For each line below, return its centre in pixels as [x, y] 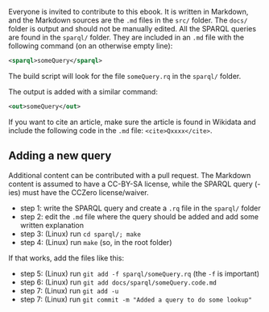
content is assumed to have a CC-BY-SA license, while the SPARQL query [131, 184]
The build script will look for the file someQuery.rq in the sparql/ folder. [125, 76]
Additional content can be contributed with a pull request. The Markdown [130, 175]
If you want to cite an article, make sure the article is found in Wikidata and [132, 122]
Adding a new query [60, 156]
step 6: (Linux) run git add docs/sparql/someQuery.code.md [118, 282]
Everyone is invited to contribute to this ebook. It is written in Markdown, [128, 12]
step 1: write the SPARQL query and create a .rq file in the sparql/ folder [141, 208]
